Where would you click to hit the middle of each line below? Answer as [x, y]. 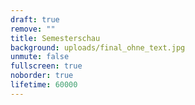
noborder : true [42, 76]
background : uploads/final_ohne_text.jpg [98, 47]
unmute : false [40, 57]
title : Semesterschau [55, 38]
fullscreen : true [46, 66]
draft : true [35, 19]
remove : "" [33, 29]
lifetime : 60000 [44, 85]
